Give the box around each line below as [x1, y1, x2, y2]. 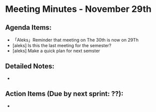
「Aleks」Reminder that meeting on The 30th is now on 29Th [12, 37, 139, 43]
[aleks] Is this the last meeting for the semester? [12, 43, 112, 48]
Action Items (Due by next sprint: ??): [5, 90, 124, 98]
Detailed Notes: [5, 62, 55, 70]
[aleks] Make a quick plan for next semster [12, 48, 101, 54]
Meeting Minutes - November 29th [5, 3, 152, 15]
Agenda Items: [5, 23, 52, 32]
